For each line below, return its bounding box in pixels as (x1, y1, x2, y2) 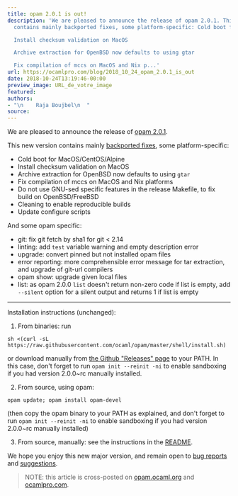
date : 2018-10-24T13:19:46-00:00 (7, 75, 106, 82)
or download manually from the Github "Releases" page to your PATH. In (7, 354, 219, 363)
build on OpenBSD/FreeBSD (17, 193, 99, 201)
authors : (7, 95, 33, 102)
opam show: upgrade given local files (17, 273, 127, 281)
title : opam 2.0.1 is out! (7, 10, 87, 18)
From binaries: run (17, 322, 72, 330)
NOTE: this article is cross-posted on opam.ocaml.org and (24, 473, 195, 482)
